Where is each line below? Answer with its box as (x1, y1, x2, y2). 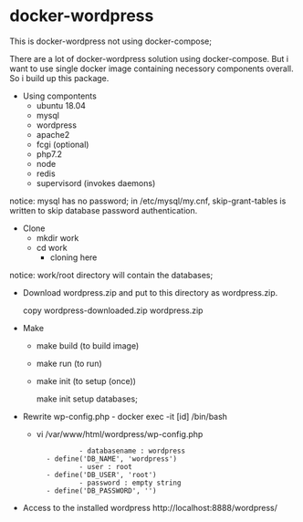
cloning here (49, 252, 98, 263)
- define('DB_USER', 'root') (46, 470, 157, 479)
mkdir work (36, 232, 79, 243)
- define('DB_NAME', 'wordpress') (46, 454, 178, 464)
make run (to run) (36, 358, 102, 369)
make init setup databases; (36, 393, 139, 404)
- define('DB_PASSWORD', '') (46, 485, 157, 496)
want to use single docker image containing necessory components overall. (9, 63, 294, 74)
